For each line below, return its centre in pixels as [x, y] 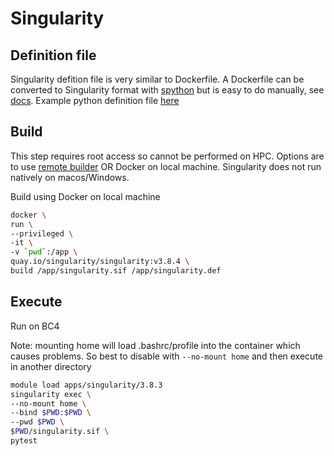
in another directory [51, 366]
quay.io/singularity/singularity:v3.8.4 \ [100, 262]
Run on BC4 [35, 326]
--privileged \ [42, 233]
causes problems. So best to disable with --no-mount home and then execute [166, 356]
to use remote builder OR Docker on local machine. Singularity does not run [166, 166]
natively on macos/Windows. [70, 177]
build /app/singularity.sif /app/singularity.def [116, 271]
